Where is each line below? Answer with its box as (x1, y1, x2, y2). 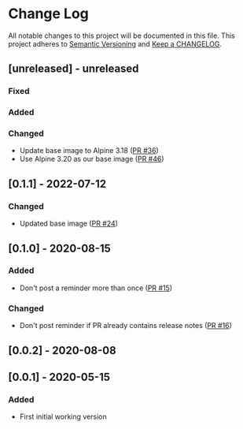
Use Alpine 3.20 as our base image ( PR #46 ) (19, 155, 164, 164)
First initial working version (19, 412, 108, 422)
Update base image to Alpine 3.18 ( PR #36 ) (19, 146, 159, 155)
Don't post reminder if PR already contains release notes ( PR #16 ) (19, 321, 232, 330)
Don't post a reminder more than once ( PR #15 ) (19, 283, 173, 293)
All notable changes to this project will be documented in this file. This (8, 31, 236, 40)
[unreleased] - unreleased (8, 62, 139, 76)
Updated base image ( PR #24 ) (19, 218, 118, 229)
